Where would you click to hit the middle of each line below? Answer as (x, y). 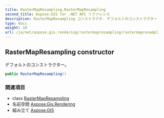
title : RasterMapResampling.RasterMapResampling (55, 10)
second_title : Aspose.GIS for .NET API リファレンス (58, 14)
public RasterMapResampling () (36, 74)
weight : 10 (16, 28)
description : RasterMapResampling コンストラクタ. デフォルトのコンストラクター (81, 19)
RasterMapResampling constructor (60, 52)
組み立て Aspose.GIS (33, 110)
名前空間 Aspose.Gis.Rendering (44, 104)
